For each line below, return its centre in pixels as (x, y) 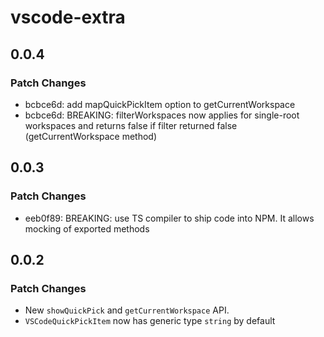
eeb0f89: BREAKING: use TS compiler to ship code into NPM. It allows (169, 218)
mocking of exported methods (87, 228)
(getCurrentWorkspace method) (91, 136)
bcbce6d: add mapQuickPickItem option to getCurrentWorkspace (160, 104)
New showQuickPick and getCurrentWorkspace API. (127, 310)
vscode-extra (68, 17)
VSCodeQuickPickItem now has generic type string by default (150, 321)
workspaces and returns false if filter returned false (131, 125)
